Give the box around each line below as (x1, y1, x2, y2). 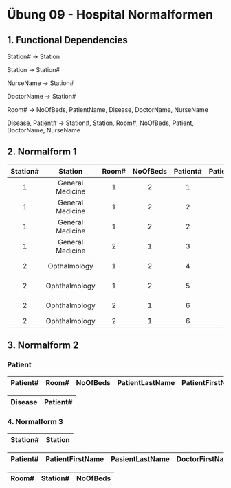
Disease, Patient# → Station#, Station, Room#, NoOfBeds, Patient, (7, 119, 195, 127)
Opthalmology (47, 261, 94, 270)
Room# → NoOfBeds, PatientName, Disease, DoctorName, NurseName (7, 106, 208, 113)
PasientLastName (111, 454, 170, 463)
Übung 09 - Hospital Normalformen (7, 7, 214, 23)
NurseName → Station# (7, 79, 74, 87)
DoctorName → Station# (7, 93, 76, 100)
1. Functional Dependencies (7, 34, 129, 46)
